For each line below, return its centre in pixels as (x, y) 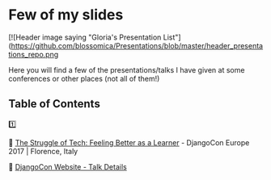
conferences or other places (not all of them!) (84, 78)
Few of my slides (66, 15)
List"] (172, 37)
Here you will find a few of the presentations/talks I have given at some (127, 69)
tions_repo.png (34, 54)
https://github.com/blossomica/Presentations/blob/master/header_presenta (137, 45)
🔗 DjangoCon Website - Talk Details (68, 166)
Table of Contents (55, 104)
